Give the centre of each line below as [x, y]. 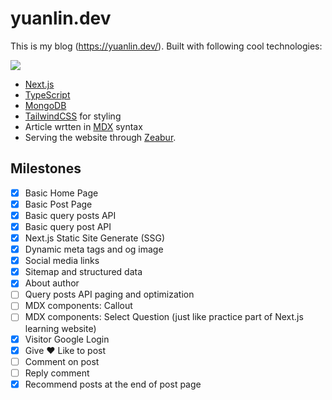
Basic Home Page [61, 193]
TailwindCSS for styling [73, 116]
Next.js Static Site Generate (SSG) [95, 238]
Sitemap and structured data [83, 272]
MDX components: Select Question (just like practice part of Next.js [164, 317]
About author [52, 283]
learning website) [60, 328]
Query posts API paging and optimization [109, 294]
